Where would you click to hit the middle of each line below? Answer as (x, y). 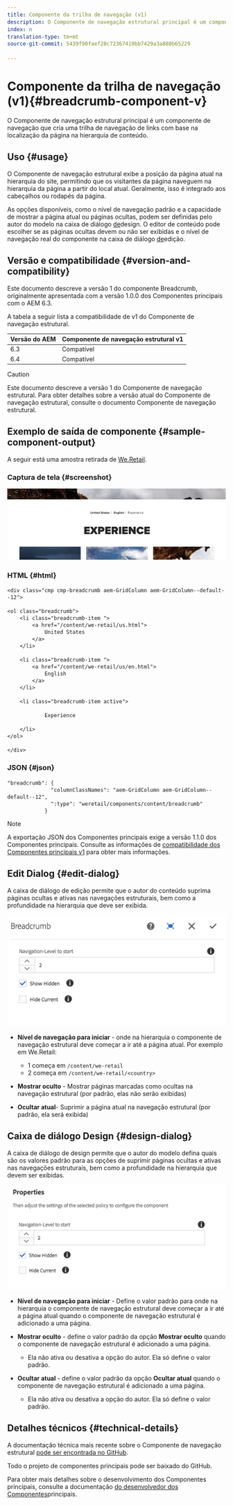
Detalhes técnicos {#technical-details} (93, 1428)
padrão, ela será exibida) (53, 1114)
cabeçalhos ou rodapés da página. (57, 196)
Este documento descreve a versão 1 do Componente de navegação (105, 388)
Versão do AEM (33, 339)
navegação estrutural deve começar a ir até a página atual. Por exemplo (120, 1044)
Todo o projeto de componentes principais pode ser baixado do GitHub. (110, 1465)
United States (64, 632)
